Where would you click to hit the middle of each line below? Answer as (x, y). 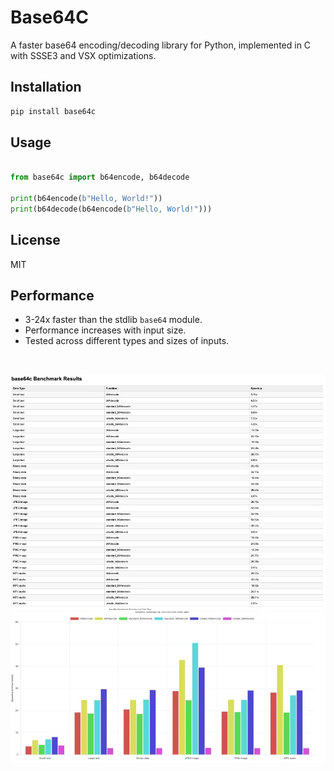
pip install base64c (53, 111)
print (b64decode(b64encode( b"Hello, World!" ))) (111, 209)
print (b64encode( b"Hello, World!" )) (86, 199)
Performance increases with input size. (105, 330)
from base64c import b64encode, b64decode (100, 177)
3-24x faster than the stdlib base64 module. (113, 320)
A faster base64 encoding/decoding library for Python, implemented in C (161, 45)
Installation (46, 87)
